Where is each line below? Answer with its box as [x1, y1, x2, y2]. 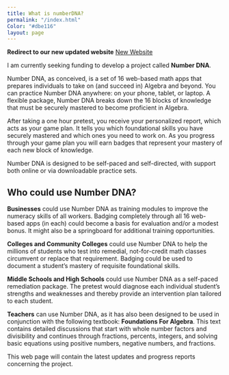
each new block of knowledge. [7, 146, 94, 154]
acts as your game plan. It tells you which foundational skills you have [7, 124, 204, 132]
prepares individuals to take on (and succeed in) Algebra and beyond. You [7, 82, 216, 90]
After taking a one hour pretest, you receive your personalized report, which [7, 117, 221, 125]
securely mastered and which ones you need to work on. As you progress [7, 132, 215, 140]
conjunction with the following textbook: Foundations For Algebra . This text [7, 317, 221, 326]
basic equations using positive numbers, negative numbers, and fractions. [7, 339, 216, 348]
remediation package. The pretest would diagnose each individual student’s [7, 282, 220, 291]
